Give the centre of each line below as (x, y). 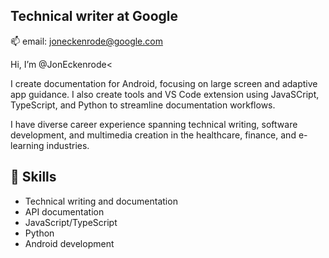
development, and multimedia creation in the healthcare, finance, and (153, 135)
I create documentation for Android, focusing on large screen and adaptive (164, 83)
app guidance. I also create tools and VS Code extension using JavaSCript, (165, 94)
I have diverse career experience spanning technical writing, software (154, 124)
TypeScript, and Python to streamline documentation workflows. (143, 105)
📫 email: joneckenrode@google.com (86, 41)
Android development (69, 243)
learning (27, 145)
